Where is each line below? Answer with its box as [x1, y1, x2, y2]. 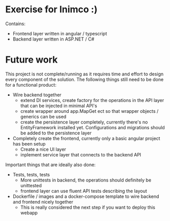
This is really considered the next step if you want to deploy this [20, 204, 155, 210]
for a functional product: [5, 82, 57, 88]
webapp [20, 209, 38, 216]
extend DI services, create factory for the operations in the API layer [20, 97, 164, 103]
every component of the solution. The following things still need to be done [5, 76, 164, 83]
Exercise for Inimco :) [5, 4, 98, 15]
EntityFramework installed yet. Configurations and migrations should [20, 124, 165, 130]
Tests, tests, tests [12, 171, 50, 177]
